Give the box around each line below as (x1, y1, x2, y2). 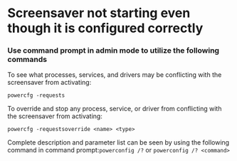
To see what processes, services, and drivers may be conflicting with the (7, 71, 222, 79)
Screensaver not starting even (7, 5, 191, 21)
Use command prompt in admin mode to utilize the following (7, 46, 219, 56)
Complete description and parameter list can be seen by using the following (7, 138, 230, 147)
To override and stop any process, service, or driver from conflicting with (7, 105, 222, 113)
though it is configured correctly (7, 20, 204, 36)
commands (7, 55, 48, 65)
